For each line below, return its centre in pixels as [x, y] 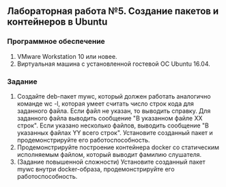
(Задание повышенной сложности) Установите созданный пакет [111, 162]
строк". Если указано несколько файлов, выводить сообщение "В [113, 125]
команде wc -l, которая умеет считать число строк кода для [105, 103]
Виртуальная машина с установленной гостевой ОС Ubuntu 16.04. [113, 64]
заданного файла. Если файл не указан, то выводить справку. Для [114, 111]
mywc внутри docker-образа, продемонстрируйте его [96, 169]
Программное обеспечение [56, 42]
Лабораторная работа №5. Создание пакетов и [113, 11]
